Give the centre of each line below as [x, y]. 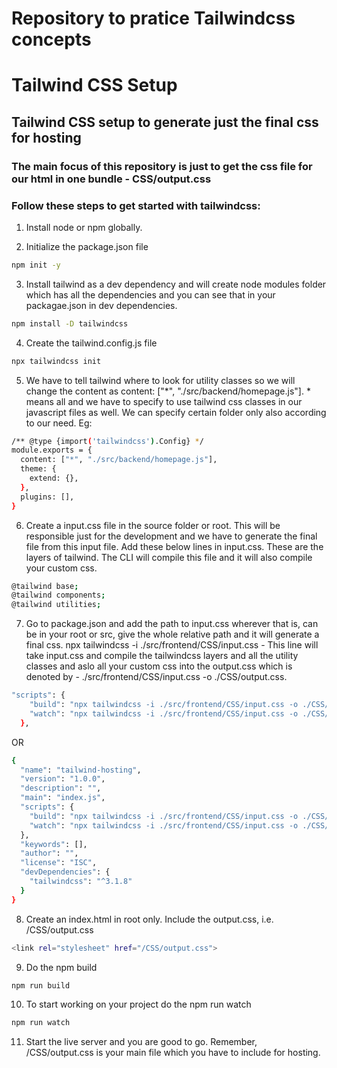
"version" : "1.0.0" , [63, 779]
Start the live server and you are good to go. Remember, [141, 1042]
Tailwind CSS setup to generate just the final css [165, 122]
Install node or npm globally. [84, 227]
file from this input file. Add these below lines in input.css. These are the [174, 546]
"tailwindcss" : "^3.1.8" [81, 882]
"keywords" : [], [54, 844]
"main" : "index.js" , [63, 798]
